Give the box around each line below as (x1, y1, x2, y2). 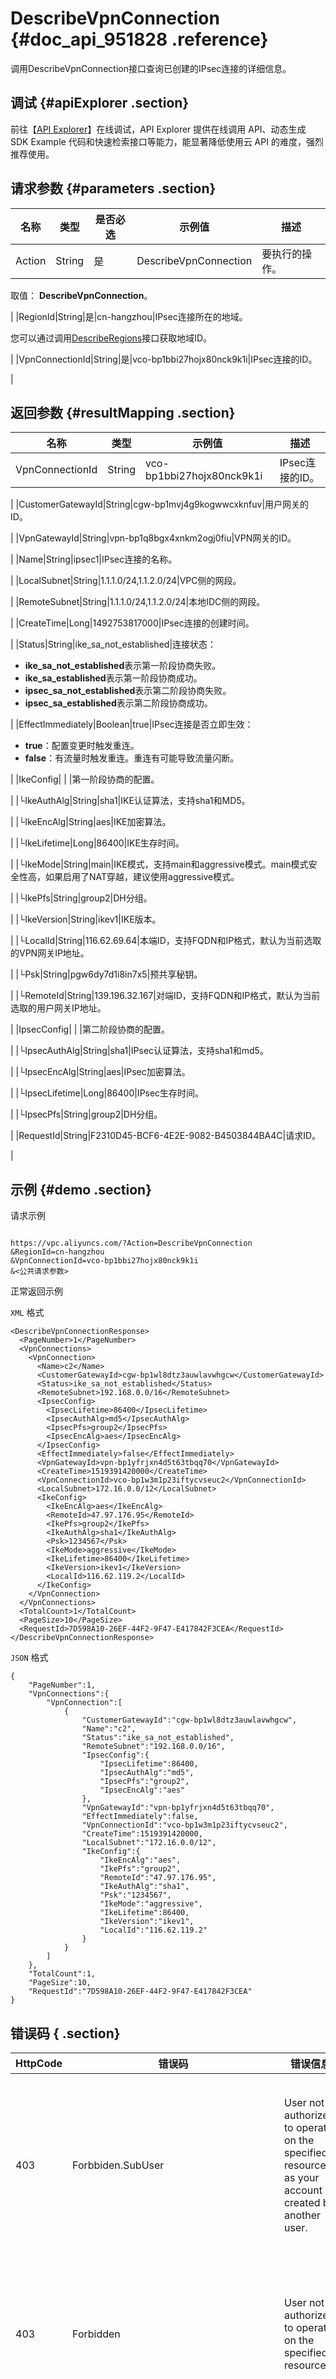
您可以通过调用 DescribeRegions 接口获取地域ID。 (10, 332, 213, 344)
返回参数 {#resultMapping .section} (10, 404, 236, 421)
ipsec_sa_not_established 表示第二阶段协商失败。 (24, 685, 232, 697)
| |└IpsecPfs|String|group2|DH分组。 (10, 1108, 163, 1121)
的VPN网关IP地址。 (10, 947, 90, 959)
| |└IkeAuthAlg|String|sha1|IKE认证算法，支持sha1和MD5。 (10, 795, 251, 807)
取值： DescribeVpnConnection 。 (10, 289, 153, 301)
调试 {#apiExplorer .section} (10, 95, 190, 112)
